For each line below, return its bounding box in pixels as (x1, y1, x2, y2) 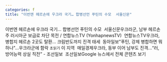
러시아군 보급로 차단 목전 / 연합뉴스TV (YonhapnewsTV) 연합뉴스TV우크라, (10, 32, 160, 38)
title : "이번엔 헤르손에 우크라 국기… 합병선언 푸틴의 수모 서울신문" (5, 12, 132, 17)
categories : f (5, 7, 35, 12)
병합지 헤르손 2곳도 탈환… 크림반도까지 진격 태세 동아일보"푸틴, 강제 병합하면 (5, 38, 157, 45)
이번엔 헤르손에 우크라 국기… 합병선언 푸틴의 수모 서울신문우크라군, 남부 (5, 26, 147, 32)
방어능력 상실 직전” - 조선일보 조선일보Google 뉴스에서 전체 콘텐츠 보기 (5, 51, 146, 57)
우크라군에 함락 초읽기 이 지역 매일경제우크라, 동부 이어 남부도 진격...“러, (19, 45, 159, 51)
